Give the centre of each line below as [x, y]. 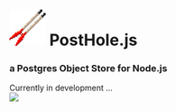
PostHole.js [93, 40]
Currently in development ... [61, 88]
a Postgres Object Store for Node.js [88, 69]
